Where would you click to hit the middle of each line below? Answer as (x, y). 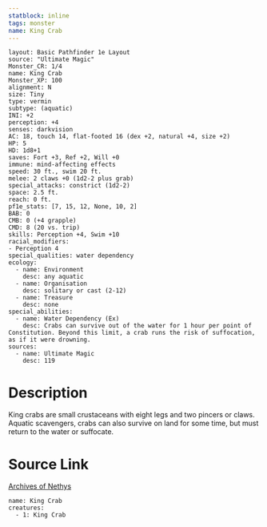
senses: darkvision (41, 130)
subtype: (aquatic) (41, 109)
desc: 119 (39, 361)
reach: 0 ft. (30, 200)
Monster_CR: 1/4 (35, 66)
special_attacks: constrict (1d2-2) (69, 186)
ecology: (23, 263)
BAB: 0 (19, 214)
